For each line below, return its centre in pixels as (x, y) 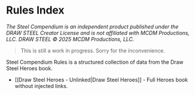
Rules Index (35, 10)
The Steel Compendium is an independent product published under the (92, 27)
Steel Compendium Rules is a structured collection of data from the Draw (95, 62)
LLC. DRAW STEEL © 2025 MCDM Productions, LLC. (70, 39)
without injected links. (41, 86)
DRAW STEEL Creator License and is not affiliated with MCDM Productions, (98, 32)
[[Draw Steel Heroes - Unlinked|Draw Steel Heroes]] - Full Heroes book (101, 80)
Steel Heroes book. (29, 68)
